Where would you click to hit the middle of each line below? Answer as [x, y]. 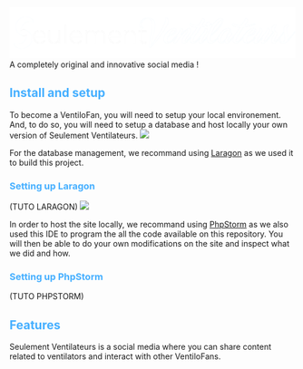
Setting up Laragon [52, 186]
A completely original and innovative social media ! [104, 64]
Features [35, 325]
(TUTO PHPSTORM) [47, 296]
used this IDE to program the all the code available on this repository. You [147, 234]
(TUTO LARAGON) [44, 207]
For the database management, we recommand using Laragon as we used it [151, 152]
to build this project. [47, 162]
